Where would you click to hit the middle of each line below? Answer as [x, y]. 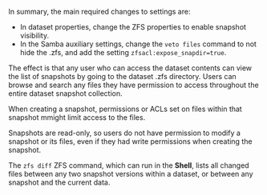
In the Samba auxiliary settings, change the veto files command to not [138, 44]
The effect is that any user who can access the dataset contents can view [130, 68]
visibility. [34, 36]
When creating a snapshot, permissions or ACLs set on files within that [125, 109]
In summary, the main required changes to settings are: [99, 12]
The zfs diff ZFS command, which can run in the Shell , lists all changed [129, 165]
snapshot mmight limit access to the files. [77, 117]
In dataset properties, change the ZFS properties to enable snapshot [133, 27]
